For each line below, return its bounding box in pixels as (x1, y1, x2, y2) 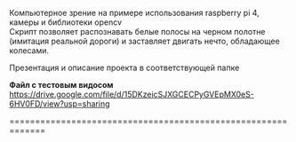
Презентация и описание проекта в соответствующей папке (9, 62, 240, 73)
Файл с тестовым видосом (9, 80, 114, 90)
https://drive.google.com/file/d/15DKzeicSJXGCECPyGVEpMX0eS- (9, 89, 255, 99)
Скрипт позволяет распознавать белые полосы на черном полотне (9, 27, 266, 36)
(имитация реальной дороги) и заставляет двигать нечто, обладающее (9, 35, 280, 46)
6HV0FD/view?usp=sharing (9, 99, 110, 109)
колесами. (9, 45, 49, 56)
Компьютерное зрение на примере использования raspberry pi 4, (9, 8, 260, 18)
